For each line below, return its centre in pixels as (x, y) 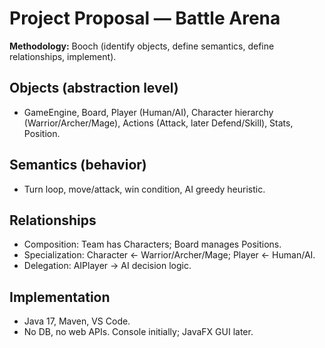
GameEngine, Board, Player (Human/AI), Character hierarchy (148, 112)
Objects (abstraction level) (94, 88)
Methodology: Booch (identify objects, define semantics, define (142, 46)
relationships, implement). (63, 56)
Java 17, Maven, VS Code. (77, 321)
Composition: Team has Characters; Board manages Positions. (152, 244)
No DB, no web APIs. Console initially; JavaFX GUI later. (138, 332)
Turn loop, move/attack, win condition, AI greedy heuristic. (144, 189)
